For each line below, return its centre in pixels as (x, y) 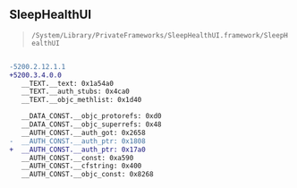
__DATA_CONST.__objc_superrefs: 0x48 (92, 124)
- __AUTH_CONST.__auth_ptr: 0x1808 (77, 141)
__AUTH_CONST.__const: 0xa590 (77, 158)
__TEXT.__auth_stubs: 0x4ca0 (75, 92)
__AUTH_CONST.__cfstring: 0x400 (81, 166)
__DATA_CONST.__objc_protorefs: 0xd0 (92, 116)
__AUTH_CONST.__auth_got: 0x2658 (83, 132)
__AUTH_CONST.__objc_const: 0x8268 (87, 175)
